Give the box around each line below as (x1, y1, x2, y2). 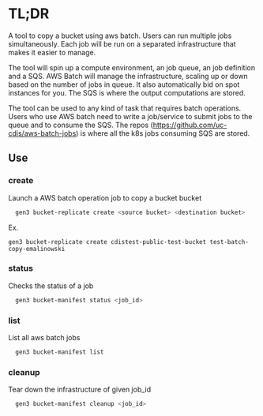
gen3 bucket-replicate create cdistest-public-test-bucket (8, 238, 207, 245)
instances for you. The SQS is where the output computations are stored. (8, 88, 246, 97)
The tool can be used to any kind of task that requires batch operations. (8, 103, 242, 113)
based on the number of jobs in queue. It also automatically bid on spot (8, 80, 240, 89)
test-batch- (209, 238, 249, 245)
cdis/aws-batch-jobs (8, 128, 77, 138)
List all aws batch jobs (8, 332, 81, 342)
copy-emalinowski (8, 245, 66, 253)
